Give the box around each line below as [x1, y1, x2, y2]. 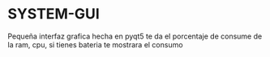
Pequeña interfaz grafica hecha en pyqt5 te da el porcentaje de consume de [7, 31, 263, 41]
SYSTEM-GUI [7, 5, 101, 23]
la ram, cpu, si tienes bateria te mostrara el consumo [7, 39, 183, 49]
